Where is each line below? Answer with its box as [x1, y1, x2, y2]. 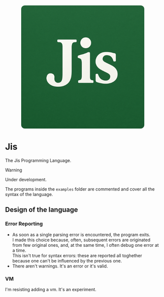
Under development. [5, 176, 47, 182]
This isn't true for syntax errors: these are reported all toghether [12, 252, 142, 259]
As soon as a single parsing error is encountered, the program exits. [12, 231, 151, 237]
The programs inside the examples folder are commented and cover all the [5, 186, 155, 192]
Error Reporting [5, 220, 43, 227]
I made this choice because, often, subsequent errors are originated [12, 237, 151, 243]
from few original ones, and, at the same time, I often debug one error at [12, 242, 159, 248]
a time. [12, 247, 27, 253]
